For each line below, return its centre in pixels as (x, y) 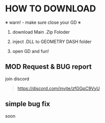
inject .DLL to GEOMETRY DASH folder (52, 41)
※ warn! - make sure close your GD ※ (43, 22)
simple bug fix (28, 104)
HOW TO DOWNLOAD (51, 9)
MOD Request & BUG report (49, 67)
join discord (17, 79)
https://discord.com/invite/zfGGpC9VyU (58, 88)
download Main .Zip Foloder (41, 32)
